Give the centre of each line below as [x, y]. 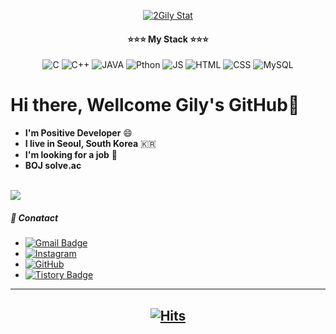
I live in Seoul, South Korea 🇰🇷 [90, 144]
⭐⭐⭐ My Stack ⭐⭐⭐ [168, 39]
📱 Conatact [34, 217]
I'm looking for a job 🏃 [71, 155]
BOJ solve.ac [53, 166]
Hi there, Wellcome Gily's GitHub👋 [155, 105]
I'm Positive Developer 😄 [78, 133]
